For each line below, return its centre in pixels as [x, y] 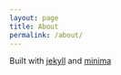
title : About [34, 27]
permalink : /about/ [46, 35]
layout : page [34, 18]
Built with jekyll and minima [60, 61]
